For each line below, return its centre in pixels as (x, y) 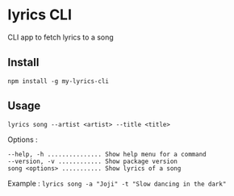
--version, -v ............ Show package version (93, 161)
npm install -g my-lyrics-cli (58, 81)
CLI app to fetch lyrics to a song (61, 37)
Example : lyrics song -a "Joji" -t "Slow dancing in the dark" (117, 183)
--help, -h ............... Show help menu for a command (107, 154)
